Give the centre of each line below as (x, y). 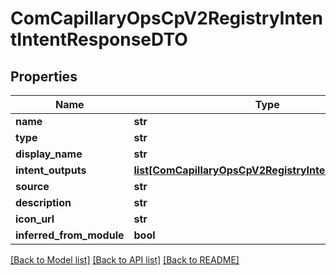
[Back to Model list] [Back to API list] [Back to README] (125, 260)
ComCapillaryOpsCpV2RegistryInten (166, 18)
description (43, 202)
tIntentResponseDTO (99, 39)
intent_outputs (51, 170)
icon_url (35, 219)
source (32, 186)
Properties (44, 76)
